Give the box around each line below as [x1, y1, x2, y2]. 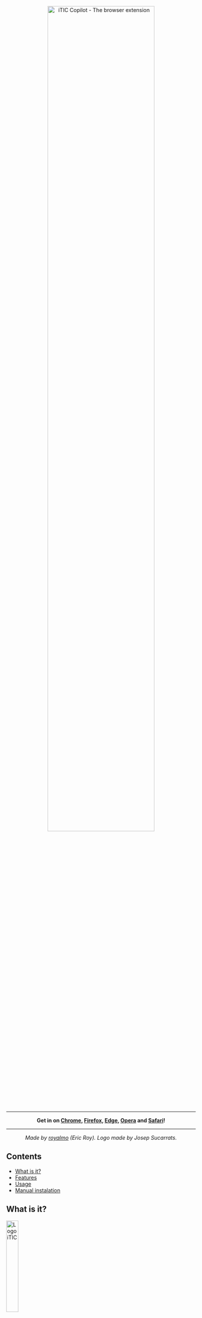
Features [14, 1174, 37, 1181]
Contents [6, 1151, 42, 1162]
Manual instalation [14, 1186, 61, 1194]
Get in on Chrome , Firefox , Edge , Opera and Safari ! [37, 1117, 165, 1124]
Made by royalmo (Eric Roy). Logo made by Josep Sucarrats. [25, 1134, 177, 1141]
